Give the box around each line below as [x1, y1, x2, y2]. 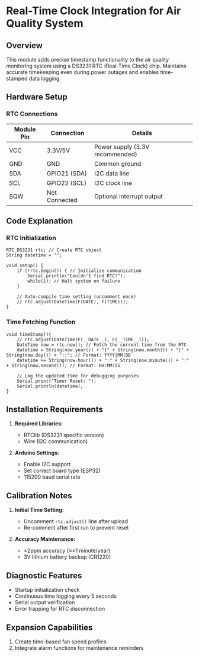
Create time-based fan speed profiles [14, 638, 107, 645]
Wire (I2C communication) [23, 438, 88, 445]
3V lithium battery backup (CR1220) [23, 553, 111, 560]
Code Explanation [6, 216, 73, 226]
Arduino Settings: [14, 449, 60, 457]
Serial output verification [14, 599, 75, 606]
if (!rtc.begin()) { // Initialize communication [17, 268, 142, 274]
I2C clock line [94, 179, 132, 187]
